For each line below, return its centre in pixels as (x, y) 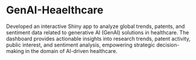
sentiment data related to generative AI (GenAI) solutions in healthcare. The (98, 32)
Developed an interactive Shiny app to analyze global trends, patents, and (96, 26)
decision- (168, 45)
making (15, 51)
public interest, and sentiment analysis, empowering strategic (81, 45)
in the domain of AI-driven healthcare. (71, 51)
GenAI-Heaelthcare (55, 10)
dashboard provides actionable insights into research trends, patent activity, (98, 38)
